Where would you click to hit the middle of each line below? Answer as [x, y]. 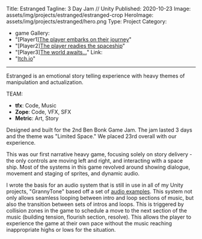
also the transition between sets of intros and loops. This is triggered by [95, 204]
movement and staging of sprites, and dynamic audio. [73, 173]
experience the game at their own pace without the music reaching [89, 223]
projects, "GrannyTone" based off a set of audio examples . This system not [99, 191]
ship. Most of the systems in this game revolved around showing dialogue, [98, 167]
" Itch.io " [25, 59]
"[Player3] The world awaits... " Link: [59, 52]
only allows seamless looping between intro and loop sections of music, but [100, 198]
